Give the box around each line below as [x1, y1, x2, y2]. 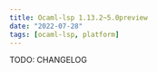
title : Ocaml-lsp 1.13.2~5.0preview [9, 13, 148, 22]
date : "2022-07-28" [9, 22, 83, 31]
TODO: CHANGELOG [9, 55, 88, 66]
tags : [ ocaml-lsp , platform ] [9, 30, 120, 39]
